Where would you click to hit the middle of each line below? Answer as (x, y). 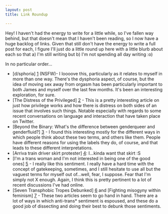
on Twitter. (23, 121)
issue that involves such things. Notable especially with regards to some (87, 111)
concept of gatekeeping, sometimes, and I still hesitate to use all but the (86, 169)
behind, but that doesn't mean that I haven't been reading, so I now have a (82, 38)
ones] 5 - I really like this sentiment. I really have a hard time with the (83, 164)
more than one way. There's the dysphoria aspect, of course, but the (83, 79)
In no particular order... (29, 64)
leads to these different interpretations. (53, 148)
